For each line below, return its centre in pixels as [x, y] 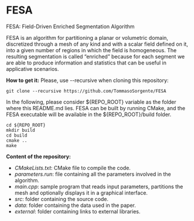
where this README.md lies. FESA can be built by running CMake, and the [96, 108]
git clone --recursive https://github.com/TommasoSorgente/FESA [86, 91]
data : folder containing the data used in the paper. [75, 205]
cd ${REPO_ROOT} [26, 125]
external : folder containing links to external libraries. [77, 211]
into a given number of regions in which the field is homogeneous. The [91, 50]
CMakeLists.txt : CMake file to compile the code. [72, 168]
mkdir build [21, 130]
